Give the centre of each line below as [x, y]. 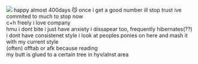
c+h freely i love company [38, 23]
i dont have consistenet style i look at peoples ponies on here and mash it [97, 35]
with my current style [32, 42]
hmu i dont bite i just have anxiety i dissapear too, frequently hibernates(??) [100, 29]
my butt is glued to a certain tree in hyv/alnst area [67, 54]
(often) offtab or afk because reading [52, 48]
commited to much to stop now [45, 16]
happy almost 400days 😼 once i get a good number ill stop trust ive [97, 10]
